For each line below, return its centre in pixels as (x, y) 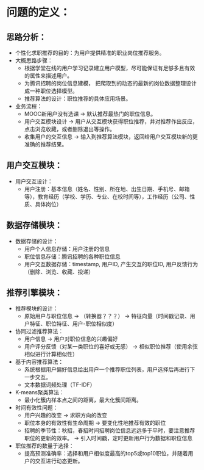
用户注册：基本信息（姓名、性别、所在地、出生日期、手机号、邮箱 (107, 189)
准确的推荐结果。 (46, 144)
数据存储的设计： (37, 241)
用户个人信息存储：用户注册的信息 (67, 248)
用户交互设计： (34, 181)
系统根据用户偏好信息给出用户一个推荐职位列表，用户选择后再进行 (107, 369)
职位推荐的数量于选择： (44, 446)
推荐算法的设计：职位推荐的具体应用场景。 (78, 99)
